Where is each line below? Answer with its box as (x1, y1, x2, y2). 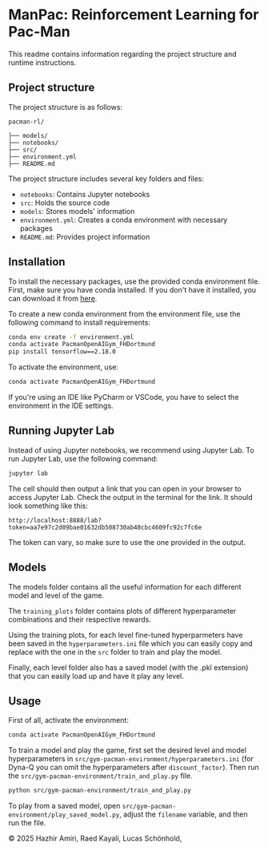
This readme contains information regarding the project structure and (8, 49, 238, 58)
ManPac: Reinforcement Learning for (8, 6, 259, 24)
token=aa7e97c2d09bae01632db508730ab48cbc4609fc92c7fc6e (8, 523, 202, 531)
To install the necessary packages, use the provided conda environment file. (8, 276, 260, 286)
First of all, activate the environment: (8, 716, 130, 725)
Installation (8, 255, 66, 269)
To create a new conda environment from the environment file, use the (8, 309, 241, 318)
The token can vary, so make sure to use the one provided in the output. (8, 537, 246, 546)
